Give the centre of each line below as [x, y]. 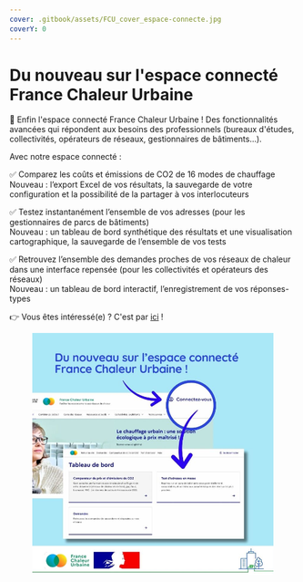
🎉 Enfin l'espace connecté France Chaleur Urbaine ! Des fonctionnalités [144, 120]
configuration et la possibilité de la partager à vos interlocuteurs [129, 194]
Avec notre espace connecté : [66, 157]
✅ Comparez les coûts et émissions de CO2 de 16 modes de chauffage [142, 174]
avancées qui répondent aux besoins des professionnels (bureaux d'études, [152, 130]
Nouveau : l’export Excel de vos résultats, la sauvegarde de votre [131, 185]
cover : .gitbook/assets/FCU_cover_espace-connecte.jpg [116, 19]
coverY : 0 [28, 29]
